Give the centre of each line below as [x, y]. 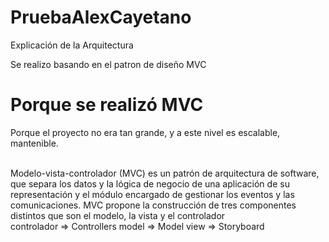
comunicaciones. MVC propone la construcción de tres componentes [153, 205]
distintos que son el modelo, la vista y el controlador [118, 215]
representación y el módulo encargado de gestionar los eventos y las [152, 194]
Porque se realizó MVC [107, 105]
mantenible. [34, 143]
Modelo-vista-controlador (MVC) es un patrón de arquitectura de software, [165, 173]
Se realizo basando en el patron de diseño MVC [108, 64]
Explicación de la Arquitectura [72, 45]
